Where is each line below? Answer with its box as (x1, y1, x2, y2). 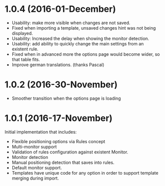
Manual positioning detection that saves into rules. (11, 159, 115, 165)
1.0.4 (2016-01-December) (4, 3, 116, 15)
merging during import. (11, 175, 59, 181)
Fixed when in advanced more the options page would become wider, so (11, 51, 160, 57)
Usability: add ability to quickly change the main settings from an (11, 40, 144, 46)
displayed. (11, 30, 33, 36)
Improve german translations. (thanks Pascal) (11, 62, 105, 68)
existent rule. (11, 46, 39, 52)
